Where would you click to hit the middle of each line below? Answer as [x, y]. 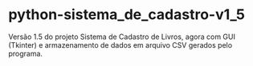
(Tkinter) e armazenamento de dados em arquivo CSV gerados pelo [120, 45]
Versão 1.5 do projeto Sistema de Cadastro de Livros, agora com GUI [122, 37]
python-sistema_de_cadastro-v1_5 [127, 15]
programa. [25, 53]
